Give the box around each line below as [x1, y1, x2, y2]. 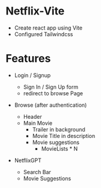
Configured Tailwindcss [14, 30, 73, 37]
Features [5, 52, 51, 66]
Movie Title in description [32, 132, 96, 139]
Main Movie [23, 119, 52, 127]
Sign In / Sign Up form [23, 83, 79, 90]
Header [23, 113, 43, 120]
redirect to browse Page [23, 89, 84, 97]
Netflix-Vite [5, 4, 65, 18]
